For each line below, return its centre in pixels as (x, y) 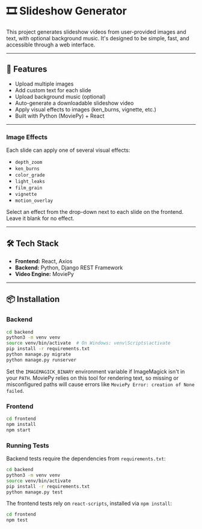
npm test (17, 520)
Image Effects (27, 137)
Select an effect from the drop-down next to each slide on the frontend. (95, 212)
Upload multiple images (44, 84)
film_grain (29, 188)
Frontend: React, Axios (44, 261)
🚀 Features (27, 69)
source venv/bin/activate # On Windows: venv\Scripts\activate (88, 343)
